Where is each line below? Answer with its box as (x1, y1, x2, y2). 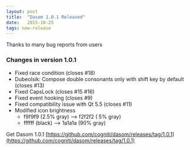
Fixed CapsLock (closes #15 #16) (14, 88, 95, 95)
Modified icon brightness (14, 106, 76, 114)
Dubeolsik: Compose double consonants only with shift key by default (14, 75, 184, 82)
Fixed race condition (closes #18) (14, 69, 95, 76)
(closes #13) (14, 82, 45, 89)
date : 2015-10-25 (6, 19, 54, 25)
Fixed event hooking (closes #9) (14, 94, 93, 101)
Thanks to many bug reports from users (6, 41, 103, 48)
